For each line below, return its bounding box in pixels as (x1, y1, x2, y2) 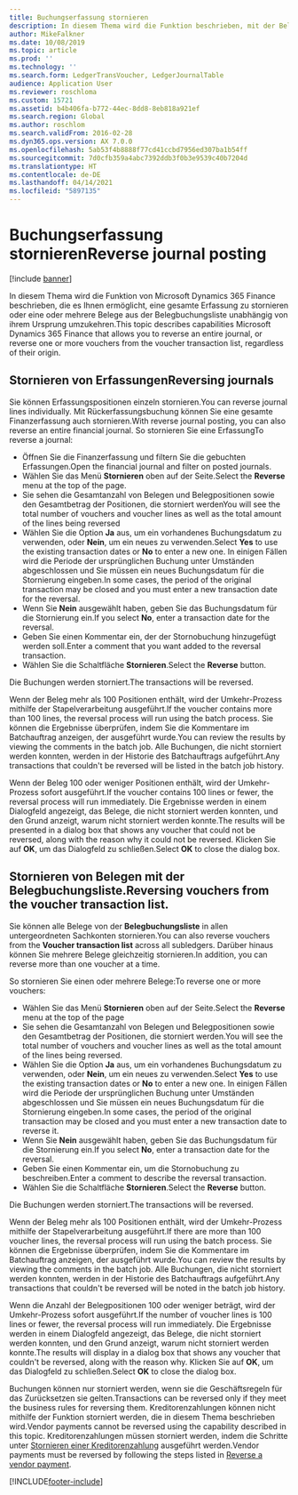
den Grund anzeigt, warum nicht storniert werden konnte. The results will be (9, 815, 286, 825)
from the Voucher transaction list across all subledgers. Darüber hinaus (9, 939, 273, 950)
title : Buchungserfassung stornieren (9, 12, 149, 22)
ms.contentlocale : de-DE (9, 170, 101, 179)
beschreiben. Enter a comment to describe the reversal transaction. (21, 1172, 267, 1183)
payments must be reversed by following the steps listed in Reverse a (9, 1449, 263, 1459)
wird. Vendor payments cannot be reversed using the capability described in (9, 1420, 286, 1432)
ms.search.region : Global (9, 112, 105, 121)
